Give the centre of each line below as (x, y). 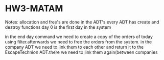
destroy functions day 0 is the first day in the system (58, 27)
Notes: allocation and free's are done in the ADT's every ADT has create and (82, 22)
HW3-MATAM (34, 9)
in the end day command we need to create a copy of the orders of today (79, 37)
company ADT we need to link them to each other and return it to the (74, 47)
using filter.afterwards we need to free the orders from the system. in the (79, 41)
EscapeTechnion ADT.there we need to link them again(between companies (82, 52)
